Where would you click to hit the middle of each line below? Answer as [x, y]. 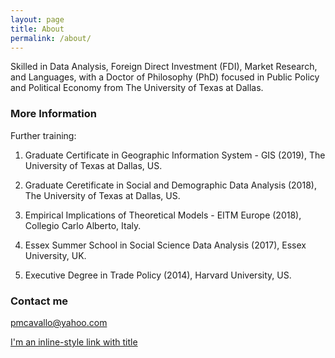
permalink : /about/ [51, 38]
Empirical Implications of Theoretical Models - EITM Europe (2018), [163, 215]
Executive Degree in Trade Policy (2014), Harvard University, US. [158, 275]
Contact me [39, 301]
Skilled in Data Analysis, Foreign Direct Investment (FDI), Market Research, [164, 67]
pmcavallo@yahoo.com [59, 322]
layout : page [37, 19]
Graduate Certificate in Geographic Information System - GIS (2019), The [175, 155]
